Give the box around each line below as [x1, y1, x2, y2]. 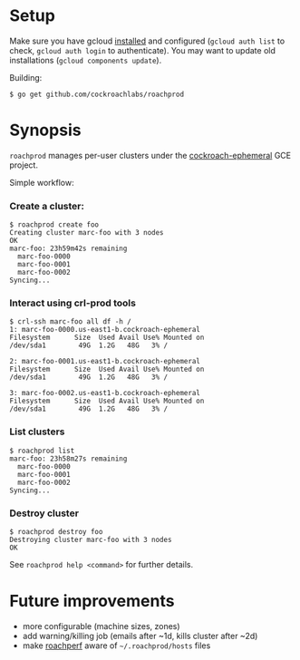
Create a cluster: [9, 199, 84, 212]
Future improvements [9, 591, 175, 612]
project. [9, 160, 39, 170]
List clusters [9, 425, 65, 438]
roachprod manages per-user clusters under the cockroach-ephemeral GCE [9, 150, 292, 160]
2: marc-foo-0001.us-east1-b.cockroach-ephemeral [9, 357, 201, 366]
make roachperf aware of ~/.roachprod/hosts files [22, 640, 211, 651]
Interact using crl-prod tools [9, 296, 136, 309]
